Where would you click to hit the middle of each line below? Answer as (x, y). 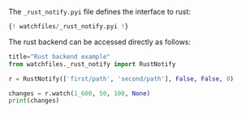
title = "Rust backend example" (60, 56)
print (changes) (34, 101)
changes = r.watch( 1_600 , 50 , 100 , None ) (80, 93)
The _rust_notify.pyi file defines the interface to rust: (99, 12)
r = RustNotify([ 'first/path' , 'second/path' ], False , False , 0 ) (121, 79)
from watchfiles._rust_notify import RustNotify (92, 64)
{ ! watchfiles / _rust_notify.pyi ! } (69, 27)
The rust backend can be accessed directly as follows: (100, 42)
